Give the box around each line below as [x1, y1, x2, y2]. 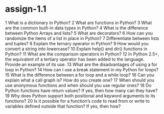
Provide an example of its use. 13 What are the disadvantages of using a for [5, 61, 158, 67]
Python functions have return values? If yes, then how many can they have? [5, 87, 158, 93]
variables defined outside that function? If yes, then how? [5, 103, 121, 109]
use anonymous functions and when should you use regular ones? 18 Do [5, 82, 152, 88]
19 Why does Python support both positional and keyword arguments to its [5, 92, 156, 99]
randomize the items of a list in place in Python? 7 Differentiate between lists [5, 35, 159, 41]
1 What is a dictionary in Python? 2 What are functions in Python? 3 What [5, 20, 152, 26]
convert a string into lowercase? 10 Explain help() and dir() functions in [5, 46, 148, 52]
